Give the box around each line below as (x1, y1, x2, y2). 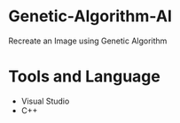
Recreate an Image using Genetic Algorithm (8, 35, 168, 46)
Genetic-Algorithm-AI (8, 6, 172, 27)
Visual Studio (20, 96, 70, 106)
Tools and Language (8, 66, 160, 87)
